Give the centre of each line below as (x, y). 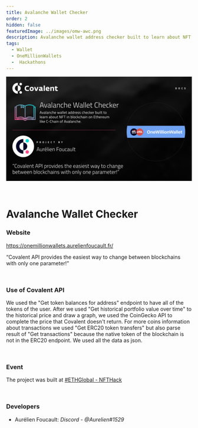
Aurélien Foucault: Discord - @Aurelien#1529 (69, 419)
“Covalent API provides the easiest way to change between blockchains (93, 257)
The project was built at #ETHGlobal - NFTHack (64, 380)
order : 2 (17, 19)
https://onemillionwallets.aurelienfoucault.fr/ (60, 245)
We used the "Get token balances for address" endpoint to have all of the (95, 302)
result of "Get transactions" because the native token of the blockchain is (95, 334)
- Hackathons (29, 62)
